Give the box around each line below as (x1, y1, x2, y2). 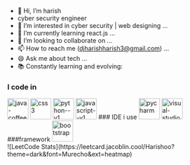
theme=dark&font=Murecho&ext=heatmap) (7, 150, 133, 159)
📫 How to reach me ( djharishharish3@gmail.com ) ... (17, 44, 170, 52)
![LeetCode (7, 143, 40, 151)
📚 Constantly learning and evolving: (17, 62, 123, 70)
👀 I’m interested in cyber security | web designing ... (17, 22, 168, 29)
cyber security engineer (17, 14, 87, 22)
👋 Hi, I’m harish (17, 7, 62, 15)
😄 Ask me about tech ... (17, 55, 88, 62)
